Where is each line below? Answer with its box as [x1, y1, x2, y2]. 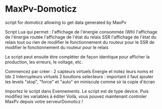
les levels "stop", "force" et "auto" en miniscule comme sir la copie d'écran [5, 79, 155, 85]
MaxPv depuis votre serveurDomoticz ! [5, 98, 84, 104]
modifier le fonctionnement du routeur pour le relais [5, 44, 108, 50]
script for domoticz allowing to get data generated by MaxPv [5, 19, 126, 25]
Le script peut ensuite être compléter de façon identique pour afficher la [5, 54, 150, 59]
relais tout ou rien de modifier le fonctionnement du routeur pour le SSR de [5, 39, 155, 45]
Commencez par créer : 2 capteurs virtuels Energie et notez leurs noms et [5, 68, 154, 74]
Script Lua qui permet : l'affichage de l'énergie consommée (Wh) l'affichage [5, 29, 158, 35]
